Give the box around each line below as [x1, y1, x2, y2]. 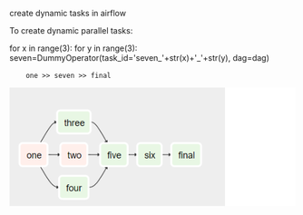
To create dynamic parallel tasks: [9, 25, 133, 35]
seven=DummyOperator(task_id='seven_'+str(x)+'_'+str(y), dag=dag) [9, 53, 270, 63]
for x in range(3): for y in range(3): [9, 43, 138, 54]
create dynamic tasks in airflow [9, 8, 127, 18]
